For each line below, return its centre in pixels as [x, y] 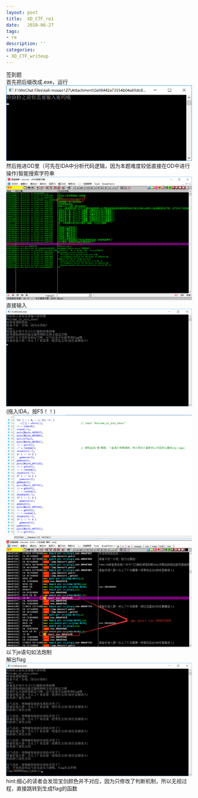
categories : [21, 50]
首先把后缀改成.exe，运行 [37, 82]
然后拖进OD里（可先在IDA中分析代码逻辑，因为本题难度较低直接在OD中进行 [98, 166]
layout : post [22, 12]
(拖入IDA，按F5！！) [31, 411]
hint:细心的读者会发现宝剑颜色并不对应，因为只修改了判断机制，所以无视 [94, 781]
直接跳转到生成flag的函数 [47, 788]
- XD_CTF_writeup [27, 56]
